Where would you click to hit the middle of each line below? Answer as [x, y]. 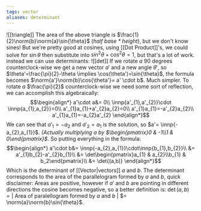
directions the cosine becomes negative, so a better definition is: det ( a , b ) [98, 189]
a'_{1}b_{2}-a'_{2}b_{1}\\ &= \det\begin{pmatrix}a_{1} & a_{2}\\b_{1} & [101, 154]
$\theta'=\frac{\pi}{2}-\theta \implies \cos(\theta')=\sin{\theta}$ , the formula [100, 74]
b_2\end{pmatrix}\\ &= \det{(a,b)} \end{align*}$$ [101, 161]
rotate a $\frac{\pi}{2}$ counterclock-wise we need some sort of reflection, [100, 87]
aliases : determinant [33, 17]
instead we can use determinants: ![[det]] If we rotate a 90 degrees [89, 61]
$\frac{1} [128, 34]
